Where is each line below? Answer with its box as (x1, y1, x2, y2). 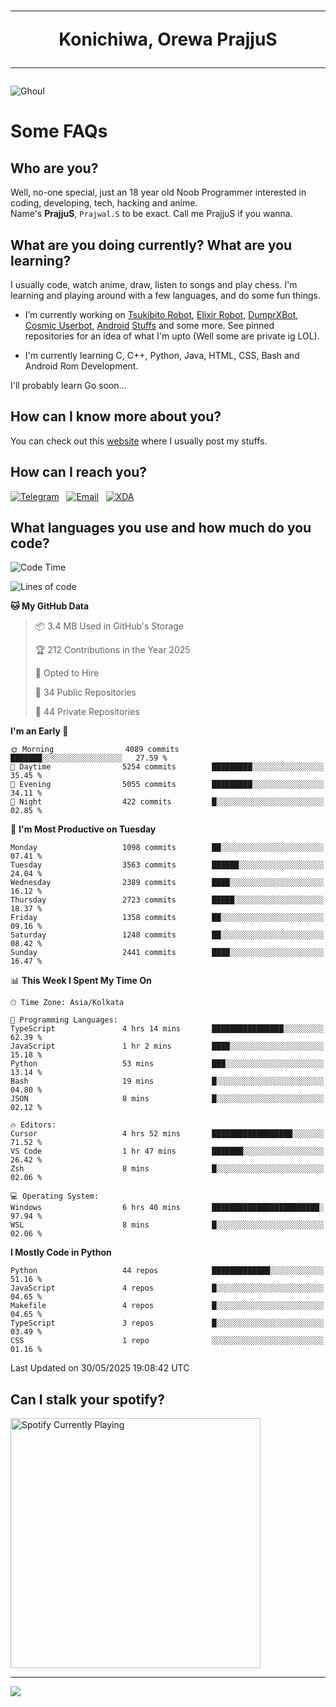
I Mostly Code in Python (10, 1246, 112, 1259)
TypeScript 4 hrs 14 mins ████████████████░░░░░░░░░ (10, 1024, 325, 1034)
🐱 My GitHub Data (10, 600, 90, 612)
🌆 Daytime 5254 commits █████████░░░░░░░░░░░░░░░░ (10, 762, 325, 772)
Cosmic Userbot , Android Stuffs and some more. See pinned (24, 320, 275, 331)
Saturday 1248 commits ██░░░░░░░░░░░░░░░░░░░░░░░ (10, 930, 325, 940)
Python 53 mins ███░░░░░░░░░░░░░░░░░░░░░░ (10, 1059, 325, 1069)
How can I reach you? (10, 464, 148, 481)
